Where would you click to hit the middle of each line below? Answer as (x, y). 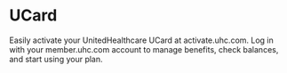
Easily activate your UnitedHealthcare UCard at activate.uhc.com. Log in (141, 40)
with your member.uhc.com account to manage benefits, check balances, (144, 49)
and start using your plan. (56, 59)
